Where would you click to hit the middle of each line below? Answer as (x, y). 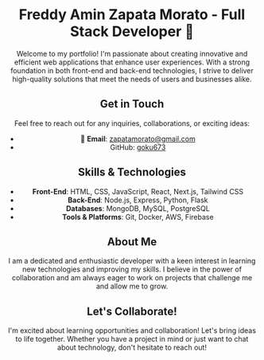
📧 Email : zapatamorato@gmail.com (138, 139)
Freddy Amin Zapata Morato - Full (132, 15)
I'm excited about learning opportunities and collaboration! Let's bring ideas (132, 331)
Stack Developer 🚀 (132, 31)
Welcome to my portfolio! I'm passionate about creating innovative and (132, 53)
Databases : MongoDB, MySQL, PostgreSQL (138, 208)
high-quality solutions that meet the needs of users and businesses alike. (132, 79)
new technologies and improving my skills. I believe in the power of (132, 269)
